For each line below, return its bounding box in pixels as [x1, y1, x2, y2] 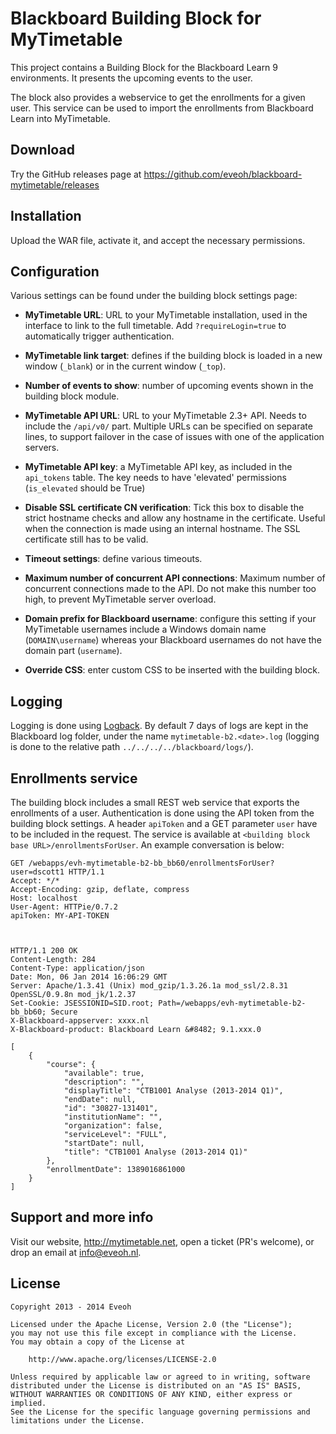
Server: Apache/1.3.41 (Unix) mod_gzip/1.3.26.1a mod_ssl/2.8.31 [10, 981, 288, 991]
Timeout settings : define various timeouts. [24, 553, 203, 565]
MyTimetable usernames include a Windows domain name [24, 623, 267, 636]
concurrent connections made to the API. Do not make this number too [24, 583, 317, 595]
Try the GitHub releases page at [10, 168, 142, 180]
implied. [10, 1398, 47, 1408]
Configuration [10, 263, 100, 280]
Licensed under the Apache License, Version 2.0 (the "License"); [10, 1319, 293, 1329]
